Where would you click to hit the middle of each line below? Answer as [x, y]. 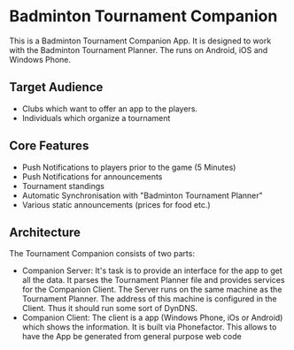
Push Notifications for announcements [92, 176]
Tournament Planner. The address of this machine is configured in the [149, 299]
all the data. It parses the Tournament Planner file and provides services [153, 280]
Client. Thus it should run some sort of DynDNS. [109, 308]
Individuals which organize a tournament [96, 118]
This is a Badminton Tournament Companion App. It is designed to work [140, 41]
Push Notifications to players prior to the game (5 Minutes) [129, 167]
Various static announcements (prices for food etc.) [116, 204]
